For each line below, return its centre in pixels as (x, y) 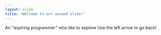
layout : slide (19, 9)
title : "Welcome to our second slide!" (45, 14)
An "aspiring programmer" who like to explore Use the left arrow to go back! (81, 27)
